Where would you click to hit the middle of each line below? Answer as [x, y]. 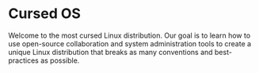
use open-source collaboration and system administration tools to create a [130, 43]
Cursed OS [45, 14]
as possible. [60, 60]
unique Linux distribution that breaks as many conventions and [110, 52]
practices [24, 60]
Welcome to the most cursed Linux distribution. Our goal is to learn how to [129, 35]
